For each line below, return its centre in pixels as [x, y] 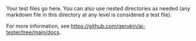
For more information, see [38, 26]
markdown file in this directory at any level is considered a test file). [89, 15]
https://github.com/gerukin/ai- [108, 26]
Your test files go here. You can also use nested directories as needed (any [98, 8]
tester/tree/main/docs [33, 32]
